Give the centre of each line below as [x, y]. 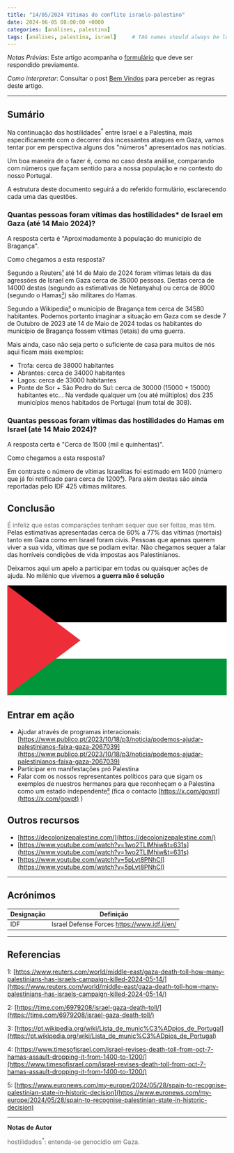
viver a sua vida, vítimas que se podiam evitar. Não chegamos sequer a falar [117, 547]
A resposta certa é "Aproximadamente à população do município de [104, 239]
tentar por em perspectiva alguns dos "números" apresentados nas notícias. [117, 147]
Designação [28, 914]
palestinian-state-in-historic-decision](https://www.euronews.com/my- [110, 1092]
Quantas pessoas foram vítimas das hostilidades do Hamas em [116, 420]
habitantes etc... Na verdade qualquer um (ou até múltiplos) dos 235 [115, 395]
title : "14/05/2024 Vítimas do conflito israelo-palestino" [96, 15]
